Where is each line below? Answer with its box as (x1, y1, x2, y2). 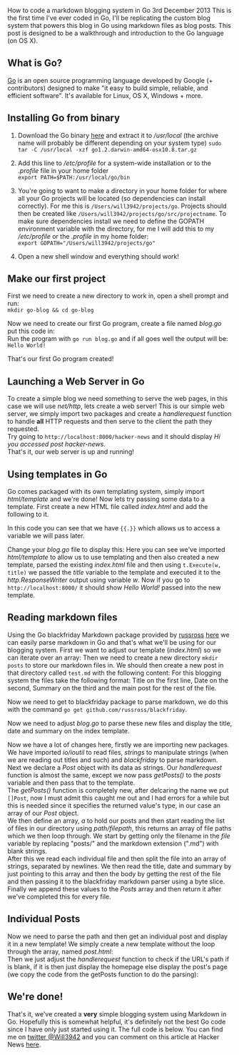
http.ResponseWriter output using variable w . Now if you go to (7, 575, 190, 585)
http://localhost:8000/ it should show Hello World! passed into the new (7, 583, 221, 592)
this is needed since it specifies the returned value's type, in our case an (7, 801, 221, 810)
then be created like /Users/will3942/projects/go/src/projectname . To (17, 209, 227, 217)
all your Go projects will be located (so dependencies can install (17, 194, 206, 202)
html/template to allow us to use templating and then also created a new (7, 553, 220, 562)
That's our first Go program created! (7, 355, 114, 363)
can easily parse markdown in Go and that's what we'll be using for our (7, 638, 216, 646)
